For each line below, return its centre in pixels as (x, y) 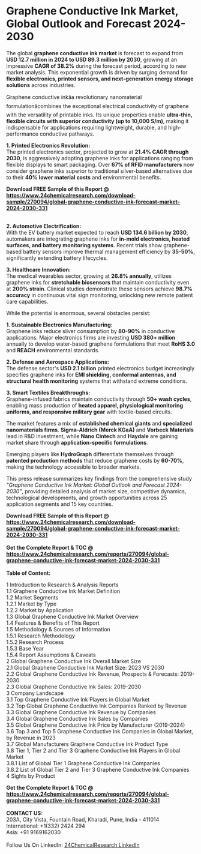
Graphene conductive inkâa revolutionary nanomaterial (74, 97)
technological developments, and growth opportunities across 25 (87, 498)
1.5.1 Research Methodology (40, 636)
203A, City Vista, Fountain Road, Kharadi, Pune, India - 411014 (83, 819)
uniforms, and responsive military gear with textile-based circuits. (89, 412)
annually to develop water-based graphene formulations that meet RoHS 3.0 (101, 344)
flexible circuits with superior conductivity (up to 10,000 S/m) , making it (97, 121)
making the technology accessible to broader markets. (73, 467)
